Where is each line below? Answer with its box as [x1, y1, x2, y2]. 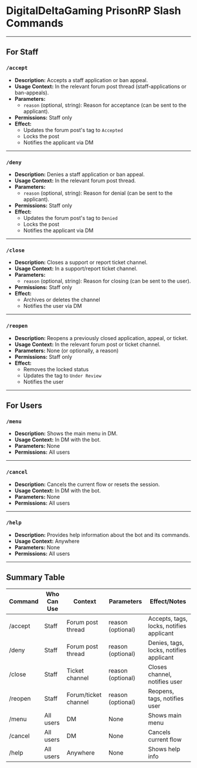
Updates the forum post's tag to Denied [23, 214, 118, 221]
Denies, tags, [148, 638, 184, 647]
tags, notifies [148, 694, 184, 702]
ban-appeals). [14, 89, 49, 96]
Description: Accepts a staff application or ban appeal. [14, 76, 148, 83]
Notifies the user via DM [23, 303, 82, 310]
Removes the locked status [23, 365, 89, 373]
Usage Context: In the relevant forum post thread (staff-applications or [14, 83, 186, 90]
